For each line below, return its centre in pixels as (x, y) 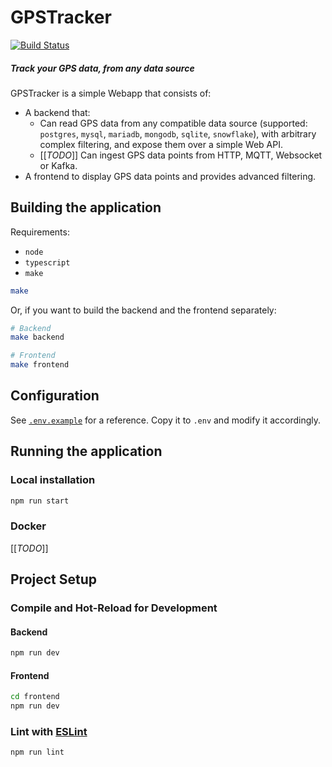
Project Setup (54, 579)
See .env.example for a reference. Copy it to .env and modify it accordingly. (166, 420)
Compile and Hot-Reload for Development (114, 608)
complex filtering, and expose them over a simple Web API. (161, 144)
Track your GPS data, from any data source (102, 68)
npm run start (40, 501)
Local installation (53, 480)
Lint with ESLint (49, 732)
